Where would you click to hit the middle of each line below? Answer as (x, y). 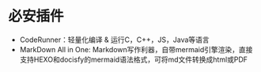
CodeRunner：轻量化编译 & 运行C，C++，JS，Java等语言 (114, 40)
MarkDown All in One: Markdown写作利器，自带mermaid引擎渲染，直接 (136, 49)
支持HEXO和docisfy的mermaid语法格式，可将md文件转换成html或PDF (133, 59)
